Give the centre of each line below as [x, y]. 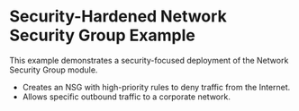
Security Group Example [102, 35]
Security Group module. [54, 70]
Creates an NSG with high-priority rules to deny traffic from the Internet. [156, 87]
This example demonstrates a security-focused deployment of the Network [149, 60]
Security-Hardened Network [118, 17]
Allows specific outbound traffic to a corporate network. [127, 97]
